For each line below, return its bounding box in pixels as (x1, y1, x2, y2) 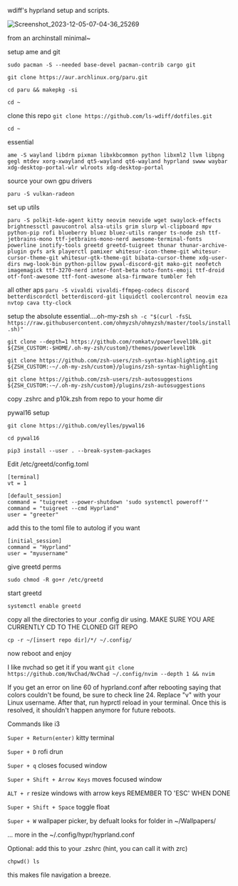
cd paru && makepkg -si (7, 86, 78, 94)
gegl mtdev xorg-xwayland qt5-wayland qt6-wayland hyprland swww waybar (7, 158, 228, 165)
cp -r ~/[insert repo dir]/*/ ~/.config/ (7, 637, 133, 644)
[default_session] (7, 492, 62, 499)
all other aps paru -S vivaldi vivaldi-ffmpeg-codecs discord (7, 286, 190, 294)
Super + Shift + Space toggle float (7, 803, 110, 811)
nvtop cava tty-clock (7, 299, 72, 307)
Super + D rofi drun (7, 747, 63, 756)
